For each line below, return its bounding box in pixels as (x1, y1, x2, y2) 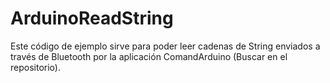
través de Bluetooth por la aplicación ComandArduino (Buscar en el (10, 50, 288, 62)
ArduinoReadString (10, 7, 174, 30)
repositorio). (10, 61, 61, 73)
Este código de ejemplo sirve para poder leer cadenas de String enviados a (10, 40, 321, 52)
